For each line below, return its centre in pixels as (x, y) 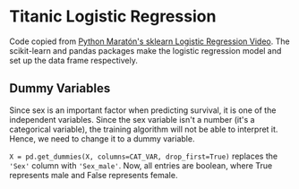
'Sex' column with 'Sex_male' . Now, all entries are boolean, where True (141, 165)
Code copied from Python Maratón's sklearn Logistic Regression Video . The (149, 41)
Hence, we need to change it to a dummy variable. (102, 138)
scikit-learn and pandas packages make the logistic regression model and (145, 50)
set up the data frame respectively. (74, 60)
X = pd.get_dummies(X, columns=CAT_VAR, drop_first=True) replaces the (144, 156)
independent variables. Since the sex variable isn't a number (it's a (132, 119)
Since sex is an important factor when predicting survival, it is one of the (143, 110)
